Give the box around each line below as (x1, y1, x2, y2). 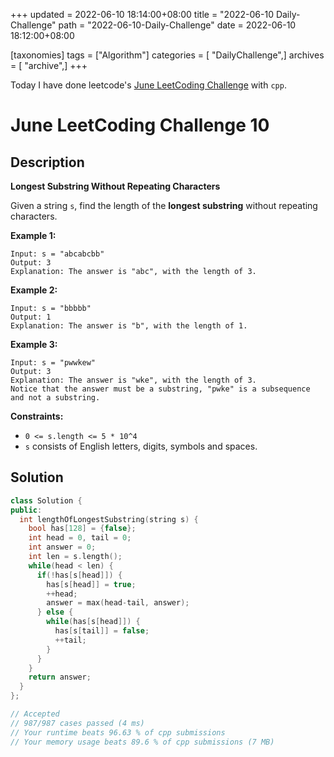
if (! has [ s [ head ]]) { (36, 570, 123, 580)
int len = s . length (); (28, 552, 123, 562)
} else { (36, 607, 74, 618)
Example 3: (10, 339, 58, 350)
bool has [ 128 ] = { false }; (28, 524, 137, 534)
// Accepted (10, 709, 60, 719)
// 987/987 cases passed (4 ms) (10, 718, 145, 728)
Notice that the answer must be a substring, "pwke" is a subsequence (10, 384, 311, 394)
